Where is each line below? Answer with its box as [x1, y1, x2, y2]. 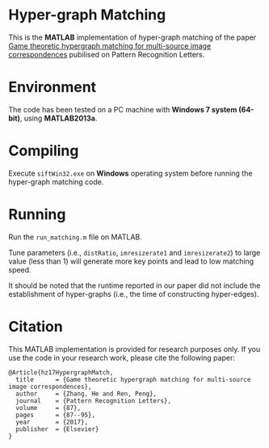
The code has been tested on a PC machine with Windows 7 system [8, 104, 237, 114]
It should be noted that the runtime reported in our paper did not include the [8, 281, 261, 290]
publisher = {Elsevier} [15, 425, 99, 433]
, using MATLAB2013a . [19, 113, 98, 123]
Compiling [8, 142, 79, 160]
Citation [8, 317, 63, 336]
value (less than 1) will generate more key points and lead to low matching [8, 256, 254, 266]
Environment [8, 78, 97, 96]
